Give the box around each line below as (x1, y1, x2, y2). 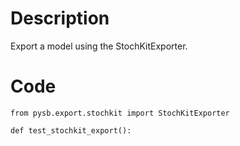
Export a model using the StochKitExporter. (10, 40, 188, 52)
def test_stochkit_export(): (10, 125, 132, 136)
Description (10, 7, 110, 30)
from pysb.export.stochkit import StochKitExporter (10, 108, 230, 118)
